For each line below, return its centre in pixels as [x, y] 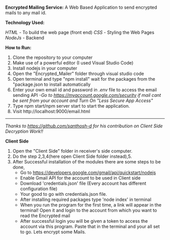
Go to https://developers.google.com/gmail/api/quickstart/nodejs [88, 173]
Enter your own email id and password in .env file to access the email [84, 90]
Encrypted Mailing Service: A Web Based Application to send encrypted [81, 7]
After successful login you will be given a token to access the [84, 221]
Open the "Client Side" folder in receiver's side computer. [72, 151]
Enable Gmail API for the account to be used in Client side [80, 178]
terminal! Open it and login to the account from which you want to [89, 210]
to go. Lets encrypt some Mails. [53, 232]
